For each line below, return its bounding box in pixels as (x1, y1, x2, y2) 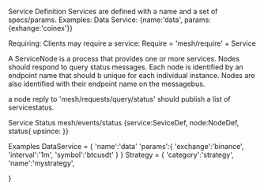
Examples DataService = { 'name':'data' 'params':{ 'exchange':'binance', (8, 142, 244, 151)
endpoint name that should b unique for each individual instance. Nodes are (8, 71, 255, 80)
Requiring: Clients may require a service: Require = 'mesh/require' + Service (8, 39, 257, 48)
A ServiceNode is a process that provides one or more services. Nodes (8, 54, 240, 63)
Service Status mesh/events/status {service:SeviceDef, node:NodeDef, (8, 118, 239, 127)
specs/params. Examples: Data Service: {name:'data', (8, 15, 183, 24)
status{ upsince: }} (8, 126, 70, 136)
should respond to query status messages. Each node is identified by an (8, 62, 243, 72)
